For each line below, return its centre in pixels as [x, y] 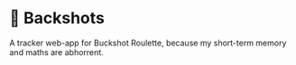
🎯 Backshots [57, 18]
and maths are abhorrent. [56, 52]
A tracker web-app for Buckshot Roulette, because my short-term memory [148, 43]
